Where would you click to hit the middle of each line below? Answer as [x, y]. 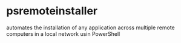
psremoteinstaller [52, 11]
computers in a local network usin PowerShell [63, 33]
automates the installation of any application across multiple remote [91, 27]
